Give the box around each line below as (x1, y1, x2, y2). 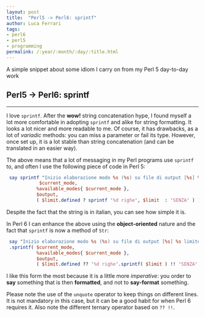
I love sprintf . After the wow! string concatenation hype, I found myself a (6, 111, 192, 119)
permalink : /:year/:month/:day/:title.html (6, 49, 119, 55)
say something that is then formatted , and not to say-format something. (6, 279, 189, 286)
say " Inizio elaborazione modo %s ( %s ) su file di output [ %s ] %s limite (9, 238, 201, 245)
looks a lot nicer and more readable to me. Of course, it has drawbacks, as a (6, 125, 198, 132)
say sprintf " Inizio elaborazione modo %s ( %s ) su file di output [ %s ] (9, 174, 195, 181)
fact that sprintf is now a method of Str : (6, 226, 109, 234)
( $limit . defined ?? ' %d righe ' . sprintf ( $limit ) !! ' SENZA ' (36, 261, 198, 267)
